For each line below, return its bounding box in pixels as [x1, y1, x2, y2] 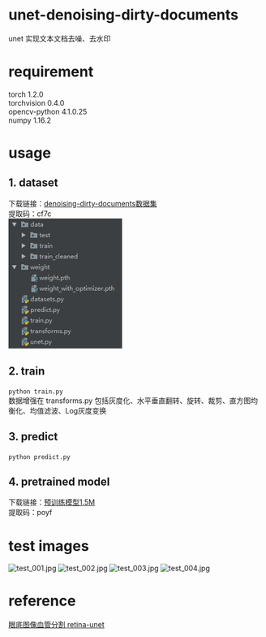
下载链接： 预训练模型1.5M [8, 497, 96, 507]
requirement [8, 63, 94, 81]
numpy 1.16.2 [8, 115, 51, 125]
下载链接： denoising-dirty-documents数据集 [8, 198, 157, 208]
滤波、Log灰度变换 [43, 405, 107, 415]
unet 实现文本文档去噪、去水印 [8, 33, 111, 43]
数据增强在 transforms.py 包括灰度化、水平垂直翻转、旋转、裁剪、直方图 [8, 396, 251, 405]
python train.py [8, 388, 63, 396]
